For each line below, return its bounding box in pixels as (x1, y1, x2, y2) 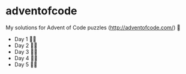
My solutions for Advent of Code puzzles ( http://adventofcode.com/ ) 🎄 (5, 24, 181, 31)
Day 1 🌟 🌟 (14, 35, 37, 42)
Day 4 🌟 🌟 (14, 54, 38, 61)
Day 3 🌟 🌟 (14, 48, 38, 55)
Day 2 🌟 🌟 (14, 42, 38, 49)
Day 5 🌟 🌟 (14, 61, 37, 68)
